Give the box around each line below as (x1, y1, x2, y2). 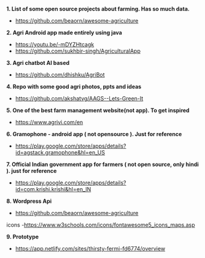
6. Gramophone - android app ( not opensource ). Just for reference (6, 131, 182, 137)
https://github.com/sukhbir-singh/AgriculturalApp (15, 47, 141, 55)
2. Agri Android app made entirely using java (6, 29, 123, 36)
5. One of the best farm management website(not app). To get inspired (6, 107, 190, 114)
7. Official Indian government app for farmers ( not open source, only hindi (6, 161, 199, 168)
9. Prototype (6, 233, 39, 240)
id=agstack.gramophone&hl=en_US (15, 149, 106, 156)
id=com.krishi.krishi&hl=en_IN (15, 186, 91, 192)
